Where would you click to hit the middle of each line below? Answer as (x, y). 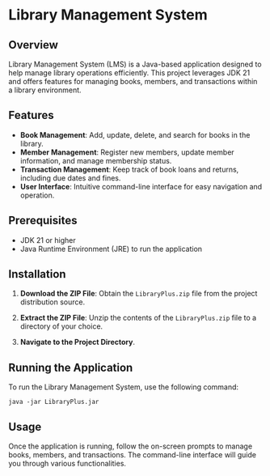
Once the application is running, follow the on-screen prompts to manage (131, 446)
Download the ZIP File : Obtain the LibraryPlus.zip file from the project (139, 294)
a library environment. (45, 90)
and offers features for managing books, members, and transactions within (133, 81)
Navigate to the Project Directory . (78, 342)
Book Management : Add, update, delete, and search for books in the (135, 134)
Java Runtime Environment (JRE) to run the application (111, 249)
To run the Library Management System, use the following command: (124, 387)
